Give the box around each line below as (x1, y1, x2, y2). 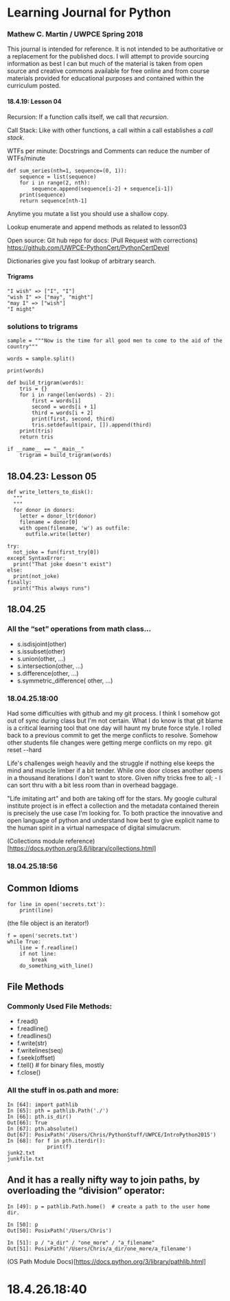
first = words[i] (32, 398, 81, 405)
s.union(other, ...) (16, 654, 66, 663)
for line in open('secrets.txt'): (7, 901, 106, 907)
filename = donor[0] (19, 519, 78, 526)
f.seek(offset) (16, 1054, 56, 1062)
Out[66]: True (7, 1119, 48, 1126)
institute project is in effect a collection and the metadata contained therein (7, 802, 220, 810)
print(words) (7, 367, 45, 374)
